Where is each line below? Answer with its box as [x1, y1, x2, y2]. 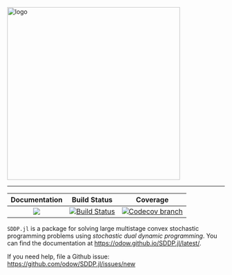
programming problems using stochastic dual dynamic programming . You [7, 231, 217, 240]
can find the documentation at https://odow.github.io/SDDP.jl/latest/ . [7, 239, 202, 247]
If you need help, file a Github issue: [7, 252, 110, 260]
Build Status [71, 195, 113, 205]
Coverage [135, 195, 169, 205]
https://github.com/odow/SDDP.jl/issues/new [7, 260, 136, 268]
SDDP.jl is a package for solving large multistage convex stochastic [7, 225, 199, 232]
